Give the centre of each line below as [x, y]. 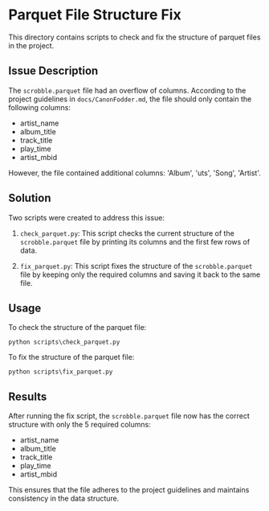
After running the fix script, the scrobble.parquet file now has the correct [129, 416]
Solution [30, 198]
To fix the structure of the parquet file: [71, 357]
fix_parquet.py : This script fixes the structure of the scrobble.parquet [136, 266]
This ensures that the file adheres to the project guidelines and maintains [129, 490]
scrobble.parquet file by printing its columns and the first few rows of [135, 241]
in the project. [31, 45]
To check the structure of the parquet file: [77, 328]
